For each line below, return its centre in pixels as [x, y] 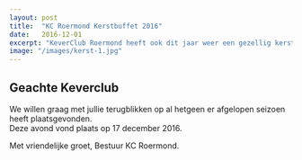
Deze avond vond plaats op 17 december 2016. [96, 128]
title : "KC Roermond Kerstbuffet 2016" [86, 26]
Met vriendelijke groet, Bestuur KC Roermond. [94, 146]
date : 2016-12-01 [46, 34]
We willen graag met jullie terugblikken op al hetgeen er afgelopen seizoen [147, 109]
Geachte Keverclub [64, 88]
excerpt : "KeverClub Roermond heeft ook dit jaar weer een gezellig [140, 43]
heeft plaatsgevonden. [51, 119]
